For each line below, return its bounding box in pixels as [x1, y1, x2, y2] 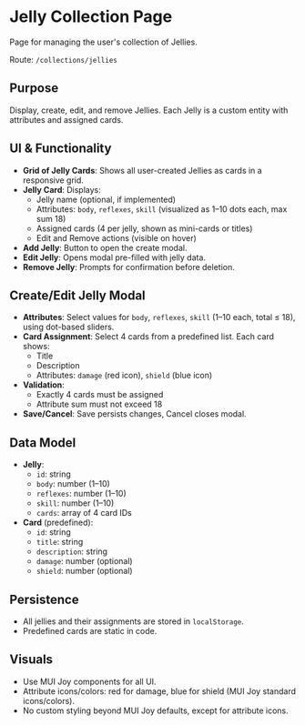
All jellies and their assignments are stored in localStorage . [22, 616, 244, 627]
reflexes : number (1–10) [36, 488, 127, 499]
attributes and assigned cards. [9, 114, 124, 125]
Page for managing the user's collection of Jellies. [9, 36, 198, 47]
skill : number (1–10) [36, 498, 115, 509]
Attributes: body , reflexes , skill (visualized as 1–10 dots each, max [36, 203, 288, 215]
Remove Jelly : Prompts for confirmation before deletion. [22, 261, 235, 272]
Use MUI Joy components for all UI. [22, 676, 157, 687]
